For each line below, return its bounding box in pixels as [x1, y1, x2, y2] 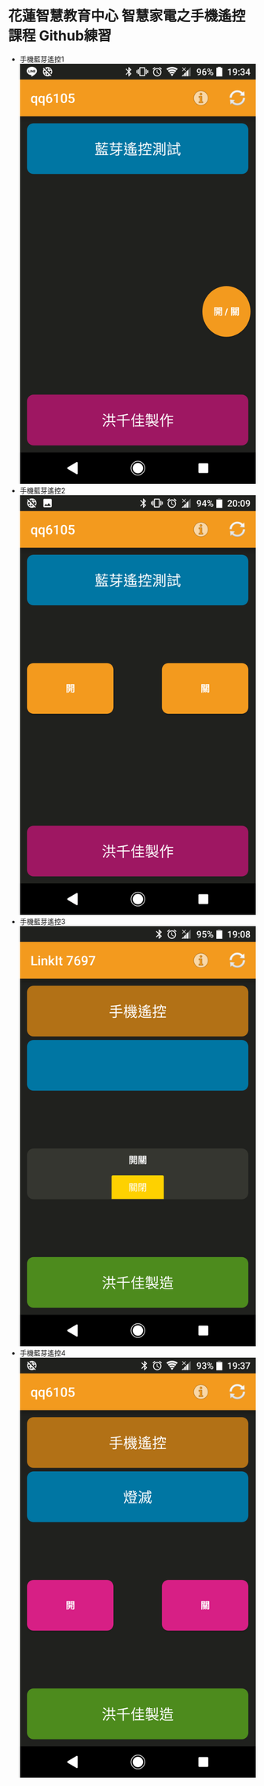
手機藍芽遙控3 [19, 917, 66, 926]
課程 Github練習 [8, 27, 112, 45]
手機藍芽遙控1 [19, 54, 64, 64]
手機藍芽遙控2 [19, 486, 66, 495]
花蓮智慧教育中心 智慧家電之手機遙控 [8, 7, 246, 25]
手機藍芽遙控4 [19, 1348, 66, 1358]
